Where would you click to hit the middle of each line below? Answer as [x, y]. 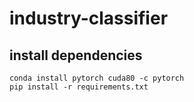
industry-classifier [89, 18]
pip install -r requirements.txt [79, 87]
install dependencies [76, 55]
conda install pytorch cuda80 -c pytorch [97, 78]
